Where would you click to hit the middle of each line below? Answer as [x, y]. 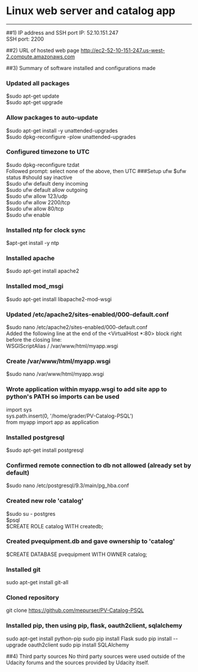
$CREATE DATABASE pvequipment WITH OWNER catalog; [77, 554]
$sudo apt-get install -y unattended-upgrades [62, 130]
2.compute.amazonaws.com [41, 57]
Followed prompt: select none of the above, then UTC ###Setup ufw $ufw [96, 171]
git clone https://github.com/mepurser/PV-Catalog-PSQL [75, 610]
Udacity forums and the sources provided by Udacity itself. [77, 662]
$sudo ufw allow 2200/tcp [38, 202]
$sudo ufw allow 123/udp [37, 196]
